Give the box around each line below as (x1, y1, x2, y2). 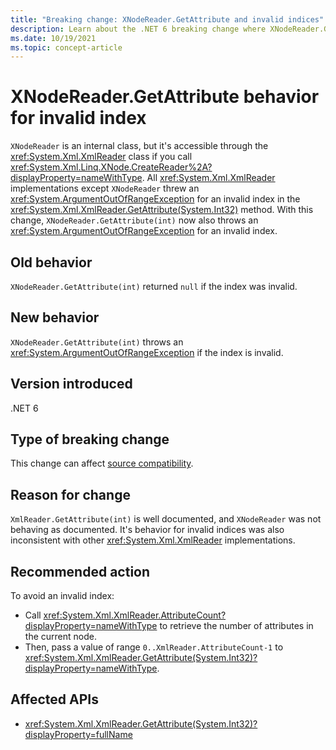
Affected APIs (10, 691, 99, 708)
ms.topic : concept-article (10, 42, 123, 53)
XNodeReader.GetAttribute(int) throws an (10, 336, 184, 348)
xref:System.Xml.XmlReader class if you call (10, 151, 193, 163)
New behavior (10, 309, 100, 326)
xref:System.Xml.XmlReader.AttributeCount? (43, 609, 227, 621)
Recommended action (10, 563, 151, 580)
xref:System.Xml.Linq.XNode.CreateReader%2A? (10, 161, 213, 173)
